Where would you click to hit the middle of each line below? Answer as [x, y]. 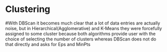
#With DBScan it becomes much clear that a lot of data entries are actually [83, 23]
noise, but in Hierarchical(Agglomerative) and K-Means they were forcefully [84, 28]
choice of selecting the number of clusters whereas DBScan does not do [81, 39]
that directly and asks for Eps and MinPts [48, 44]
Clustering [28, 9]
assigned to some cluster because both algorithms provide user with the [80, 33]
